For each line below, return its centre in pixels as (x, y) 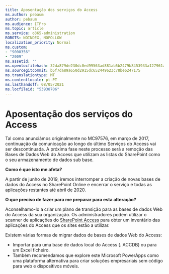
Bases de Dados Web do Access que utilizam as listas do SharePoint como (83, 155)
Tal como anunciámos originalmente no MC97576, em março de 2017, (77, 139)
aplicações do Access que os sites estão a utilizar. (57, 225)
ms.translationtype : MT (30, 75)
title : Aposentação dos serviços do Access (52, 10)
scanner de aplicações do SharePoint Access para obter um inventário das (83, 220)
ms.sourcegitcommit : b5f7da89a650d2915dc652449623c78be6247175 (73, 71)
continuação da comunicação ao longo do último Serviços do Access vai (81, 144)
